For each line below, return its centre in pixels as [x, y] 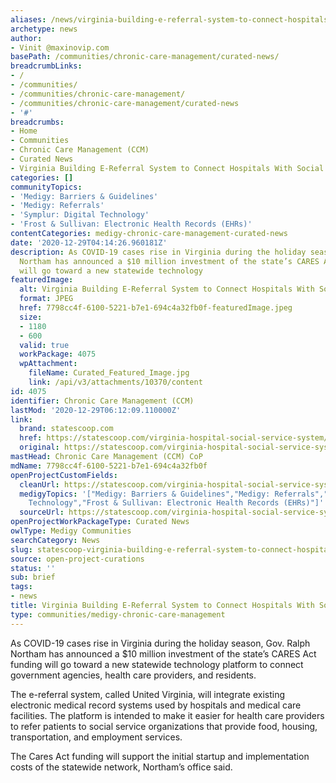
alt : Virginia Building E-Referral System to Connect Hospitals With [167, 289]
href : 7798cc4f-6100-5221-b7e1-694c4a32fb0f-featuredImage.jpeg [156, 308]
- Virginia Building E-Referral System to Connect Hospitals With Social [167, 168]
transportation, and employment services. [96, 737]
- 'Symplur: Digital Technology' [80, 215]
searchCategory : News [55, 540]
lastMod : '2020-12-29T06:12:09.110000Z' [96, 410]
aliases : [28, 19]
